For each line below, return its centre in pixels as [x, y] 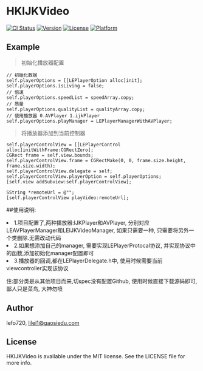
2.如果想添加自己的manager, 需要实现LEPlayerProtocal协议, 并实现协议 [102, 245]
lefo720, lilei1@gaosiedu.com [43, 322]
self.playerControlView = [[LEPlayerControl [64, 145]
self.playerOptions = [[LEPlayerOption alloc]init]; [74, 80]
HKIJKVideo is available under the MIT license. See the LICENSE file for [96, 356]
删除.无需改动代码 [39, 237]
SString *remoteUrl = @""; [40, 192]
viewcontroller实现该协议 [37, 268]
